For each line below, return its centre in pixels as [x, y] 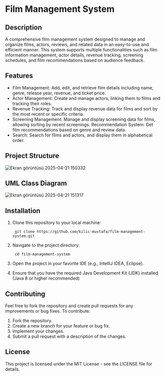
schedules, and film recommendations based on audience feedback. [75, 60]
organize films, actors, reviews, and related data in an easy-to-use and [77, 45]
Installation [23, 211]
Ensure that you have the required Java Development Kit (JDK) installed [85, 273]
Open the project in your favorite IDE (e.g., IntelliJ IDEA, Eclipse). [78, 264]
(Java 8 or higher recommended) [46, 279]
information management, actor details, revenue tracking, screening [74, 55]
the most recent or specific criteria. [48, 114]
